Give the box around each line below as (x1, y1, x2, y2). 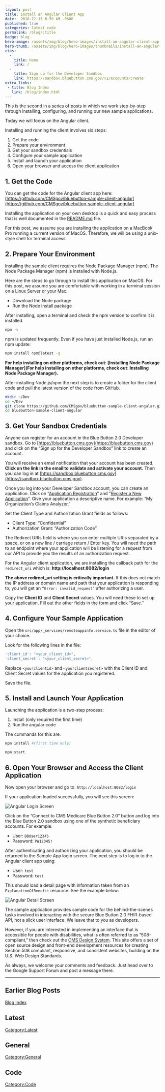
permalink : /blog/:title (5, 30, 56, 35)
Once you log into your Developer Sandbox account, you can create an (5, 485, 149, 491)
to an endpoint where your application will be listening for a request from (5, 545, 152, 551)
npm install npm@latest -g (5, 350, 60, 356)
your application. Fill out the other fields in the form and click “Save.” (5, 600, 144, 606)
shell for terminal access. (16, 236, 67, 242)
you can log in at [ (5, 470, 42, 476)
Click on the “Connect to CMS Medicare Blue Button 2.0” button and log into (5, 813, 160, 818)
